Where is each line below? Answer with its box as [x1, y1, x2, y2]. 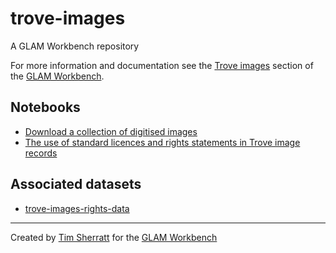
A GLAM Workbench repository [10, 40, 140, 52]
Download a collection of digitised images [24, 125, 198, 137]
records [24, 147, 58, 159]
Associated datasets [10, 176, 142, 193]
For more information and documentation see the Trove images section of [10, 59, 314, 71]
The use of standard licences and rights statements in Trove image [24, 136, 301, 148]
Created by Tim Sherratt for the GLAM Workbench [10, 231, 218, 243]
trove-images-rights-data [24, 202, 130, 214]
